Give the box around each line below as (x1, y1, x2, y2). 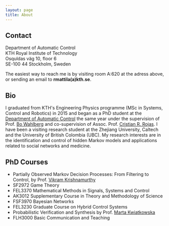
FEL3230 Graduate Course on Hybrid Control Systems (12, 204, 128, 210)
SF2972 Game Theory (12, 182, 60, 188)
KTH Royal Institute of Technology (5, 50, 78, 56)
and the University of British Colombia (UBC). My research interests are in (5, 132, 161, 138)
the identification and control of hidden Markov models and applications (5, 138, 157, 144)
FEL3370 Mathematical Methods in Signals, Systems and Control (12, 187, 150, 193)
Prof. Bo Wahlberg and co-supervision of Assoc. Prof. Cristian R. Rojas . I (5, 121, 158, 127)
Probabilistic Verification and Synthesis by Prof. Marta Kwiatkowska (12, 209, 155, 215)
